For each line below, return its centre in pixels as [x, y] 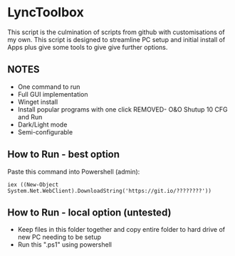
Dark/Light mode [42, 124]
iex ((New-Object [33, 185]
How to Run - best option [63, 155]
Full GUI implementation [53, 94]
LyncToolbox [46, 12]
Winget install [38, 102]
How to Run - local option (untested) [89, 212]
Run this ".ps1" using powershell [65, 245]
